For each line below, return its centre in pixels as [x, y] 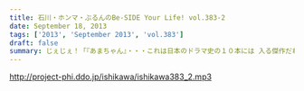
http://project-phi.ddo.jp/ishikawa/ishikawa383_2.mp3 [111, 77]
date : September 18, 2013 [58, 26]
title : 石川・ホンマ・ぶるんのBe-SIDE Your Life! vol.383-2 [118, 18]
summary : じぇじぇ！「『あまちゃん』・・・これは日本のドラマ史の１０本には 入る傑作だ [151, 51]
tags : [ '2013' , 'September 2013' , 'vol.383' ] [96, 34]
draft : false [34, 43]
